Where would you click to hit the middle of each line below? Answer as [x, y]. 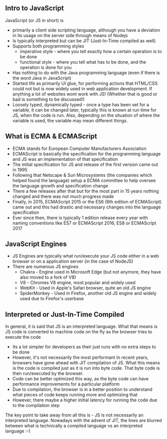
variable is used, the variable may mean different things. [70, 120]
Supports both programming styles [48, 46]
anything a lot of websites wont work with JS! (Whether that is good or [85, 94]
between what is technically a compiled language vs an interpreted [74, 426]
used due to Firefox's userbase [52, 299]
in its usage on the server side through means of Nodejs [70, 35]
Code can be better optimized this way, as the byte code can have [80, 379]
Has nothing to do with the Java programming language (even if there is [86, 73]
